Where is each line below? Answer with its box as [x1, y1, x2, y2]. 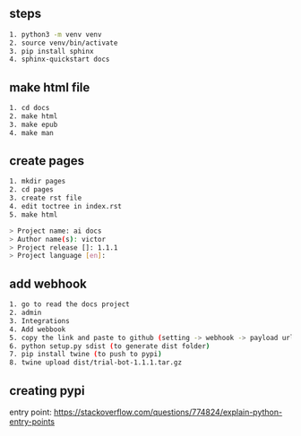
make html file [9, 80, 90, 95]
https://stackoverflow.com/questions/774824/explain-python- [53, 406, 283, 417]
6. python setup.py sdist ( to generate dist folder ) [9, 341, 211, 351]
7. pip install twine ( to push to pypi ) [9, 350, 163, 359]
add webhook [9, 276, 87, 291]
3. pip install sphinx [9, 47, 94, 56]
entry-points [9, 415, 56, 427]
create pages [9, 153, 85, 168]
